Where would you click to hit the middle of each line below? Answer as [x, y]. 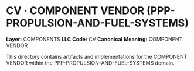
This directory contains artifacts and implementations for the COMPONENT [97, 56]
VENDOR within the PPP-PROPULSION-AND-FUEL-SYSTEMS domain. [90, 63]
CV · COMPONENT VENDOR [75, 11]
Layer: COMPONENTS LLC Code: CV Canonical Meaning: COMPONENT [94, 39]
